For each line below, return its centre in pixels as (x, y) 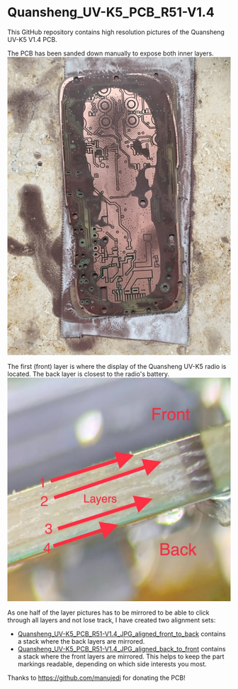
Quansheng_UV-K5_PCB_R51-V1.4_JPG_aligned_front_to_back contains (121, 634)
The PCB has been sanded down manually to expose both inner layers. (110, 53)
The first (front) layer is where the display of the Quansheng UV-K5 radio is (117, 366)
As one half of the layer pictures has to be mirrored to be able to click (109, 612)
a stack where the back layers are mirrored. (81, 641)
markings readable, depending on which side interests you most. (112, 663)
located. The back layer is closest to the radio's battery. (89, 374)
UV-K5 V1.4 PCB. (33, 39)
